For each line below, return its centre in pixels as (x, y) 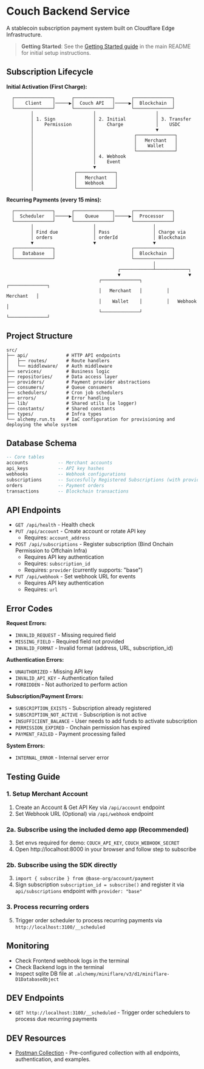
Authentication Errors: (35, 660)
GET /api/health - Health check (55, 525)
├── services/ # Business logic (58, 371)
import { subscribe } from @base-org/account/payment (84, 879)
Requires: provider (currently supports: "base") (83, 570)
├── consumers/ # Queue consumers (59, 387)
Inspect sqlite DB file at (44, 973)
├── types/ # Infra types (54, 414)
